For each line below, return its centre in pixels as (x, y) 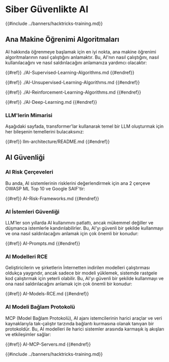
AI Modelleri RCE (26, 257)
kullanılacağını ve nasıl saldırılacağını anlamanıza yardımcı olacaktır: (76, 63)
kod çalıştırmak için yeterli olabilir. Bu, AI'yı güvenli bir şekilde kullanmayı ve (84, 279)
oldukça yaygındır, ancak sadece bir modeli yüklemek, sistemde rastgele (81, 273)
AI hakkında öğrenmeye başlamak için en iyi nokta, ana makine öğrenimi (81, 51)
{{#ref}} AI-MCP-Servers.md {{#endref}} (48, 344)
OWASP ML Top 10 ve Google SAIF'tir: (45, 188)
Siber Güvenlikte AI (47, 9)
